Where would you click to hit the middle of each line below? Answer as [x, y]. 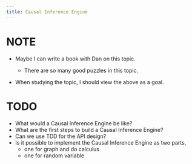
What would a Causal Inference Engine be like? [74, 123]
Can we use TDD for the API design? [61, 136]
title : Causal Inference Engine [47, 12]
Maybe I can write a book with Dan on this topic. [75, 59]
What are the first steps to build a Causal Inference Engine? [89, 130]
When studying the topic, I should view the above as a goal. [90, 82]
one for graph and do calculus [62, 149]
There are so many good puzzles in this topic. [81, 70]
